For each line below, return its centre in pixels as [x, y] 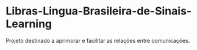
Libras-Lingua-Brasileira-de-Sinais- [99, 11]
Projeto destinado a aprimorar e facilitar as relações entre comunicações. [98, 40]
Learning [29, 24]
